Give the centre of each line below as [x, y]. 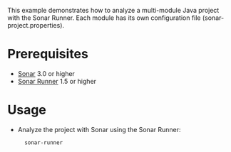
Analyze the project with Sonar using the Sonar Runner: [99, 129]
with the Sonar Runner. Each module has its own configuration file [104, 18]
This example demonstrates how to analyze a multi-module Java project [113, 10]
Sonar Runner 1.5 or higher [57, 81]
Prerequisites [48, 54]
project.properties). [36, 25]
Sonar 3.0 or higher [46, 73]
